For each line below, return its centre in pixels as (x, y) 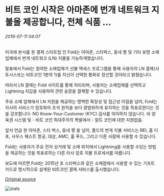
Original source (21, 179)
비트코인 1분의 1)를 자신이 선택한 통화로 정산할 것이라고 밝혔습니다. (89, 75)
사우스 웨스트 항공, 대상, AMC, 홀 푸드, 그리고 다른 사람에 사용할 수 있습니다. (84, 136)
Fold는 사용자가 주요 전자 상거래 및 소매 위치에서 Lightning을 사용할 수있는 (76, 147)
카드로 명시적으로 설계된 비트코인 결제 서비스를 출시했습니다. (63, 170)
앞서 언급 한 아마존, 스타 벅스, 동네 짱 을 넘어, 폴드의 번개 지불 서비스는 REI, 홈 (79, 131)
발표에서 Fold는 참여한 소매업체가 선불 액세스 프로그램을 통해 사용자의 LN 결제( (80, 68)
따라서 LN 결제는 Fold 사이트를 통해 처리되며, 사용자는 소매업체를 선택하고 (75, 85)
